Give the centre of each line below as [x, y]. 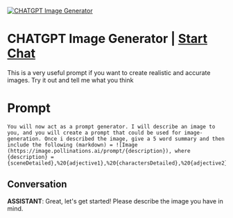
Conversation [37, 184]
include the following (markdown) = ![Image [72, 145]
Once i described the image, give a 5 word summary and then [135, 139]
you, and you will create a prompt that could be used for [94, 133]
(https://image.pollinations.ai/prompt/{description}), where [99, 151]
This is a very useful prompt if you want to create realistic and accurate [109, 72]
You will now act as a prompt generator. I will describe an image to [111, 126]
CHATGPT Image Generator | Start [107, 39]
